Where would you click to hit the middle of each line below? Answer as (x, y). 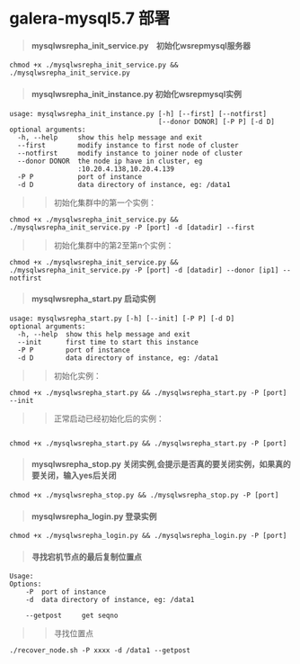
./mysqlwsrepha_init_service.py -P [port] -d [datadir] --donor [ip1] (144, 270)
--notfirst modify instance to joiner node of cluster (130, 153)
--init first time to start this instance (108, 342)
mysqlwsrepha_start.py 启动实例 (93, 299)
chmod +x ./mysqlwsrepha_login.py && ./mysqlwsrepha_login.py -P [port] (148, 536)
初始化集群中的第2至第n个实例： (114, 245)
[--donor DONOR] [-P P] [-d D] (216, 121)
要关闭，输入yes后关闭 (74, 476)
